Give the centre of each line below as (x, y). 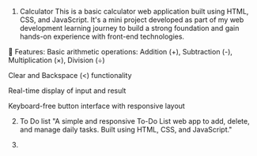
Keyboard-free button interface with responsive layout (97, 106)
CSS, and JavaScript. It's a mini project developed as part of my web (132, 20)
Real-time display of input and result (67, 91)
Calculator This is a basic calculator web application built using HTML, (134, 11)
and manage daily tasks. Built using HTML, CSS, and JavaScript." (126, 130)
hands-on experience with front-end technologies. (102, 36)
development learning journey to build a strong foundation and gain (129, 28)
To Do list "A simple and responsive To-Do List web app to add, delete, (135, 121)
